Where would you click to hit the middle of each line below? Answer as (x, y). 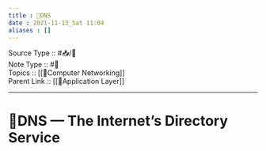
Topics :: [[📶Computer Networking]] (66, 73)
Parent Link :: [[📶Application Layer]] (66, 81)
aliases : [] (30, 30)
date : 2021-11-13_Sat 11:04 (56, 23)
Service (34, 137)
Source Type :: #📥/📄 (42, 53)
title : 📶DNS (30, 15)
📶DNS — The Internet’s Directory (118, 121)
